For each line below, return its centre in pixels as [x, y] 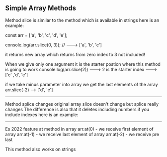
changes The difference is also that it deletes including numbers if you [77, 109]
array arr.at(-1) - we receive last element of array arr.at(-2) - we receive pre [82, 134]
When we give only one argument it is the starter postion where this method [83, 64]
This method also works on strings [41, 149]
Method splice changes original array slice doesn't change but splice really [82, 104]
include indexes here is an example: [42, 115]
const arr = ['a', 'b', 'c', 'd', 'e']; [36, 35]
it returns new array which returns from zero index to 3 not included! [75, 54]
